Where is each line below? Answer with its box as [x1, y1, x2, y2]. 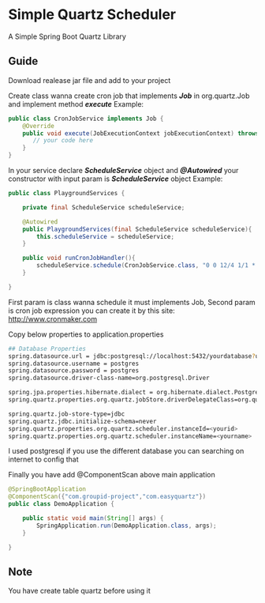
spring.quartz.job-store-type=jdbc [8, 409, 125, 418]
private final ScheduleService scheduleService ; [22, 203, 185, 211]
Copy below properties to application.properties [8, 330, 164, 339]
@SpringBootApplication [8, 485, 87, 493]
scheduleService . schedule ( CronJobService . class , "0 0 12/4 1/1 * [36, 262, 256, 269]
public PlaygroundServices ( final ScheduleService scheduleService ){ [22, 225, 252, 233]
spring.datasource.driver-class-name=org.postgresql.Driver [8, 374, 211, 383]
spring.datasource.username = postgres [8, 360, 140, 367]
